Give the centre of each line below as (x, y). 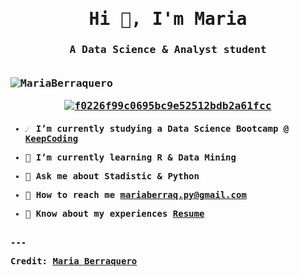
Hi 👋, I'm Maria (168, 19)
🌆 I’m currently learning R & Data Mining (130, 157)
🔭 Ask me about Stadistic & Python (112, 176)
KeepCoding (51, 139)
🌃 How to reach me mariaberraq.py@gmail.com (135, 195)
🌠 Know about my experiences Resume (114, 214)
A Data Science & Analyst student (168, 50)
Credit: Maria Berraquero (74, 261)
